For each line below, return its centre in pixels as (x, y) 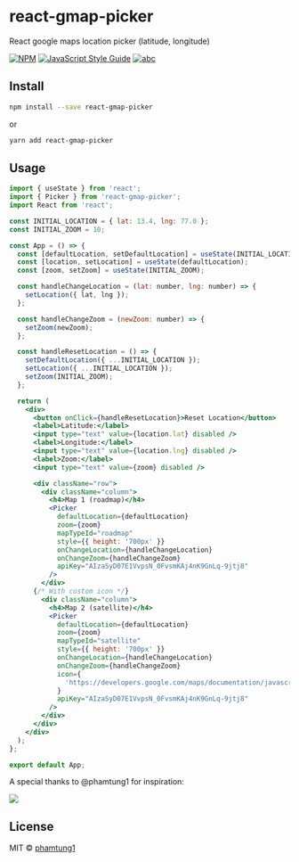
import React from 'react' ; (61, 205)
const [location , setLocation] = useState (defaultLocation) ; (133, 262)
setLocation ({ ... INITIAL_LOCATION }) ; (99, 369)
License (32, 826)
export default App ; (48, 765)
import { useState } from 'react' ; (75, 189)
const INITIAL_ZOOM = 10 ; (57, 229)
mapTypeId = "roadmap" (95, 533)
